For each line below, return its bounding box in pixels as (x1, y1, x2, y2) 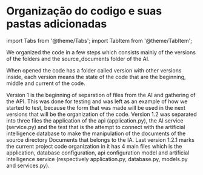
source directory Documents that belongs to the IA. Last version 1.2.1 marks (6, 136, 195, 143)
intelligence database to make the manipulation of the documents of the (6, 130, 186, 137)
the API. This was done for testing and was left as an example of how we (6, 98, 188, 105)
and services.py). (6, 162, 50, 169)
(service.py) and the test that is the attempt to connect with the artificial (6, 123, 185, 130)
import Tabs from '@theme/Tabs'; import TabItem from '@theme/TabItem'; (6, 37, 193, 44)
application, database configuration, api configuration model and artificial (6, 149, 190, 156)
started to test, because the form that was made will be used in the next (6, 104, 186, 111)
